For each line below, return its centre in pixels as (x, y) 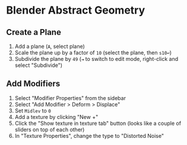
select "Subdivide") (39, 65)
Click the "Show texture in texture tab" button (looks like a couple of (98, 123)
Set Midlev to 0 (33, 111)
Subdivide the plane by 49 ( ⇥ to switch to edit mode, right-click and (96, 59)
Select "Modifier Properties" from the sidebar (70, 98)
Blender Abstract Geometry (76, 10)
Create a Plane (34, 32)
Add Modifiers (33, 84)
